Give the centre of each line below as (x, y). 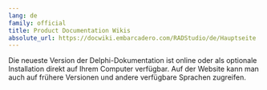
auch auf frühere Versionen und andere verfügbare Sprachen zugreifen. (127, 77)
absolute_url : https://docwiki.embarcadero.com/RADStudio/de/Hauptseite (132, 38)
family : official (37, 23)
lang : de (23, 16)
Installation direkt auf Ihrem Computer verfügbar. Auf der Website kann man (133, 69)
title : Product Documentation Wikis (69, 30)
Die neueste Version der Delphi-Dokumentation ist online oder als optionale (133, 61)
